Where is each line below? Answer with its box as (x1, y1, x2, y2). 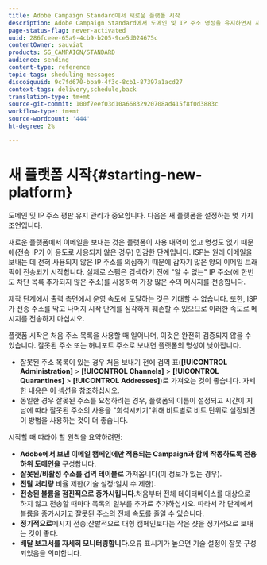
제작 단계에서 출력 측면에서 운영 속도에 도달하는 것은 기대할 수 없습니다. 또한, (8, 294, 246, 303)
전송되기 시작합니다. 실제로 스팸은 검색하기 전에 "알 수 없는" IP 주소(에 (22, 267, 240, 276)
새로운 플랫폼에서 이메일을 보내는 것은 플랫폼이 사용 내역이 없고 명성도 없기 (8, 237, 240, 247)
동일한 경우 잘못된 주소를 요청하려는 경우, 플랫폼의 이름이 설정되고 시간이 (19, 395, 245, 405)
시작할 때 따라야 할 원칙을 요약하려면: (8, 432, 123, 441)
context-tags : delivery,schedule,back (8, 85, 137, 94)
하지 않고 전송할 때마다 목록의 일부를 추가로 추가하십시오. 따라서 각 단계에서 (19, 498, 253, 508)
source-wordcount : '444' (8, 115, 91, 123)
